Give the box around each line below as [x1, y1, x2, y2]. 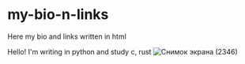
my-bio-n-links [7, 6, 109, 24]
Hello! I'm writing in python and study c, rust [7, 47, 152, 56]
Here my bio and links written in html [7, 32, 127, 41]
